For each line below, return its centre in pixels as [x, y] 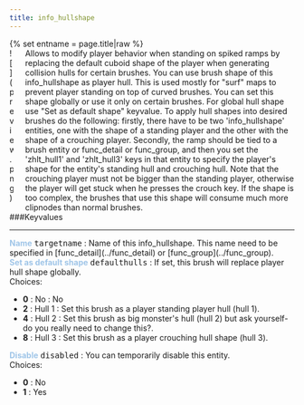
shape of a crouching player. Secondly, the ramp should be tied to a [151, 140]
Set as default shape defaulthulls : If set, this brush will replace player [147, 262]
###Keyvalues [36, 217]
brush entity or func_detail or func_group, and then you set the [142, 149]
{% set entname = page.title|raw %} [76, 43]
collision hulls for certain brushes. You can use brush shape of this [149, 72]
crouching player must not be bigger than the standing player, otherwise [160, 178]
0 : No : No [43, 299]
